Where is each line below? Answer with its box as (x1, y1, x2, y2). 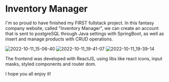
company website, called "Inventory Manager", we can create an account (5, 25, 159, 31)
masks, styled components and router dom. (5, 61, 96, 67)
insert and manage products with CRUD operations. (5, 36, 113, 42)
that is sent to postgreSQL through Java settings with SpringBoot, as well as (5, 30, 164, 36)
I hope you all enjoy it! (5, 70, 51, 76)
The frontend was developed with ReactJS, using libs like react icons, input (5, 55, 162, 61)
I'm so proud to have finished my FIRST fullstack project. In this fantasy (5, 20, 154, 26)
